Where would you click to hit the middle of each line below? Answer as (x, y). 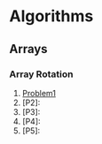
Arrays (28, 49)
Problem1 (39, 93)
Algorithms (51, 16)
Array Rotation (41, 74)
